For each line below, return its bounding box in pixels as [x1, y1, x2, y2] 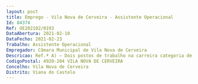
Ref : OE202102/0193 [6, 25, 55, 31]
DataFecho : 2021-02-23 [6, 36, 62, 42]
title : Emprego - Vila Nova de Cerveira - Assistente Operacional [6, 14, 174, 20]
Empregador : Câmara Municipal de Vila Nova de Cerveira [6, 47, 147, 53]
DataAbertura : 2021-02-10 [6, 31, 70, 37]
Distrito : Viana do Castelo [6, 69, 76, 75]
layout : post [6, 8, 39, 15]
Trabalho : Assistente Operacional [6, 42, 92, 48]
